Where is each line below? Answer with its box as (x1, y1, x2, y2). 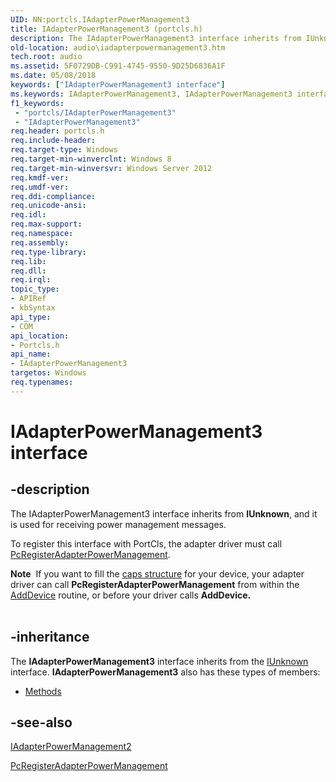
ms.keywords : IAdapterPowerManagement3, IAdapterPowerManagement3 (10, 89, 293, 99)
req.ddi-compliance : (10, 191, 97, 201)
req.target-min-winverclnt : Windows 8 (10, 154, 172, 164)
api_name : (10, 349, 52, 360)
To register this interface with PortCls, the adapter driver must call (10, 537, 283, 550)
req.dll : (10, 266, 47, 276)
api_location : (10, 331, 70, 341)
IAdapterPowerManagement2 (10, 741, 132, 753)
